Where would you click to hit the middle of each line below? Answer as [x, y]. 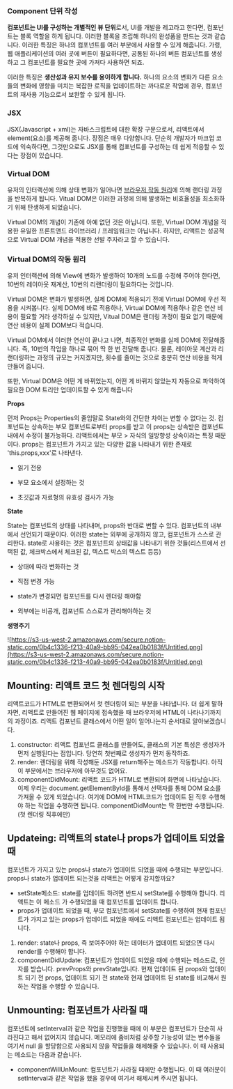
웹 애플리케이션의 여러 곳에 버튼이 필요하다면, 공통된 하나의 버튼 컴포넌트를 [109, 54]
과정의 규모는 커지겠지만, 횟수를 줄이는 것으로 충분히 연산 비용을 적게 [130, 357]
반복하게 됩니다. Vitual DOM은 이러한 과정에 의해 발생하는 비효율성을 [107, 198]
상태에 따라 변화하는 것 [48, 566]
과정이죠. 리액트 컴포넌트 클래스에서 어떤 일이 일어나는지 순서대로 [103, 721]
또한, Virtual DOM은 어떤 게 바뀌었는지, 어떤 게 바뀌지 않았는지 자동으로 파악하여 [116, 381]
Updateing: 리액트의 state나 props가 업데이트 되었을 [116, 839]
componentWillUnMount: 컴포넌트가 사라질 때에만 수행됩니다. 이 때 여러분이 [121, 1069]
